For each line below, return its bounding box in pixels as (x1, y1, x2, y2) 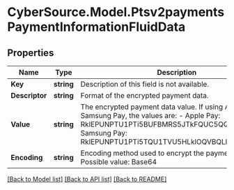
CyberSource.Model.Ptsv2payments (7, 4, 225, 20)
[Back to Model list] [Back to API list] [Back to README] (7, 175, 167, 183)
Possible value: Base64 (80, 157, 157, 166)
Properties (7, 47, 54, 59)
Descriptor (10, 91, 47, 100)
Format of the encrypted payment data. (80, 91, 209, 100)
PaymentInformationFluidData (7, 19, 186, 35)
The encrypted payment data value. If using (80, 102, 224, 112)
